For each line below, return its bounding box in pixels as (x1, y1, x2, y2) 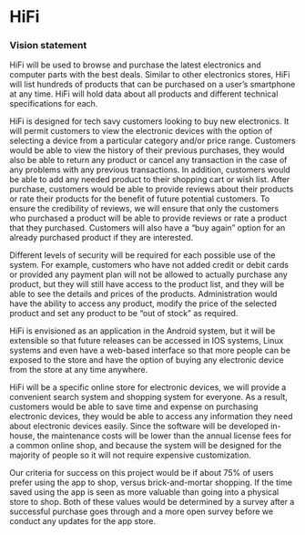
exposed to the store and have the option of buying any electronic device (9, 355, 284, 365)
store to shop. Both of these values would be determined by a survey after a (9, 497, 295, 508)
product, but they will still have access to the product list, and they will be (9, 279, 285, 290)
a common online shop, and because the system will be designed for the (9, 440, 282, 451)
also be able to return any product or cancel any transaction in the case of (9, 155, 288, 166)
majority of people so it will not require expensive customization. (9, 449, 252, 461)
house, (9, 430, 36, 441)
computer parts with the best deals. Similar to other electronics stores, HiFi (9, 69, 290, 80)
